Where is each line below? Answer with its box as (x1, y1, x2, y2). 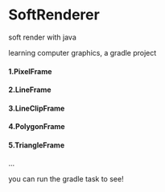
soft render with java (8, 32, 76, 42)
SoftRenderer (8, 6, 101, 24)
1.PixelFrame (8, 66, 52, 76)
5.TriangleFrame (8, 140, 65, 150)
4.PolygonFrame (8, 122, 66, 131)
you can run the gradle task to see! (8, 173, 124, 183)
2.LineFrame (8, 85, 52, 94)
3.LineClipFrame (8, 103, 65, 113)
